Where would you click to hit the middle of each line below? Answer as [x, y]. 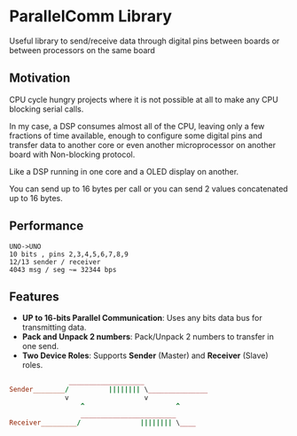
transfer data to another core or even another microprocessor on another [143, 144]
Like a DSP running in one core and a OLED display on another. [124, 171]
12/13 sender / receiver [55, 262]
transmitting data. [54, 327]
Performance [47, 226]
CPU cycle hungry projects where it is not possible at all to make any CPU [144, 99]
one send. [40, 346]
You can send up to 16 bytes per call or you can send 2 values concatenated [148, 189]
